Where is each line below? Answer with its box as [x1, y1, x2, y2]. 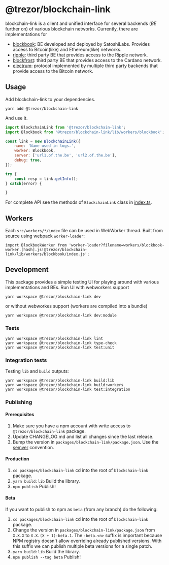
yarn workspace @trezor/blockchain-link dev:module [5, 312, 117, 318]
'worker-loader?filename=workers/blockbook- [69, 243, 165, 248]
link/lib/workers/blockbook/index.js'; [5, 252, 90, 257]
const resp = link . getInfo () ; [14, 176, 79, 181]
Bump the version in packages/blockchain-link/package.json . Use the [12, 438, 159, 445]
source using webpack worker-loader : [5, 233, 85, 239]
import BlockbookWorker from [5, 243, 67, 248]
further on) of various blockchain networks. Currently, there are [5, 25, 138, 32]
